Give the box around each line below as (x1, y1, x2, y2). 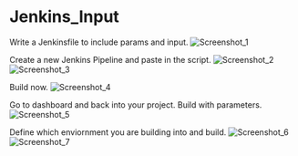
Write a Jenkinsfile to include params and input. (9, 36, 189, 47)
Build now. (9, 81, 48, 92)
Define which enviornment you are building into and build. (9, 126, 227, 138)
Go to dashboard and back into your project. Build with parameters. (9, 99, 262, 110)
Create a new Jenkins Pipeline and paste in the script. (9, 54, 211, 65)
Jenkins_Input (9, 6, 120, 27)
